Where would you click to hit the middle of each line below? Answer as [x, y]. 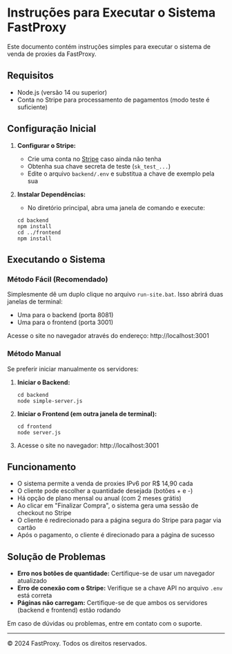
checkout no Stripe [44, 513]
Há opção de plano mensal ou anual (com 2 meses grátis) [99, 498]
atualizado [32, 581]
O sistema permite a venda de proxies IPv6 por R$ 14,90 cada [105, 484]
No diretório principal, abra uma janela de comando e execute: [116, 207]
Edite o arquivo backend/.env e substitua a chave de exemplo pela [121, 174]
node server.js [39, 432]
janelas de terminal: [35, 301]
